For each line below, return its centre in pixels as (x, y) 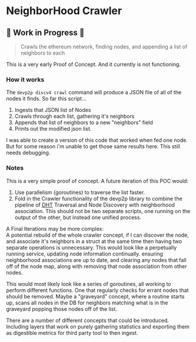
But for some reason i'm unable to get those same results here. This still (93, 147)
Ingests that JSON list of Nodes (53, 110)
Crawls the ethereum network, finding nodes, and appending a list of (104, 47)
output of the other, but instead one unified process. (78, 217)
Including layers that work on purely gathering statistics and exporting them (98, 326)
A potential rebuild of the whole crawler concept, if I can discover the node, (98, 235)
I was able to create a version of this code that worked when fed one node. (97, 140)
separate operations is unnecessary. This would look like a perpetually (92, 247)
